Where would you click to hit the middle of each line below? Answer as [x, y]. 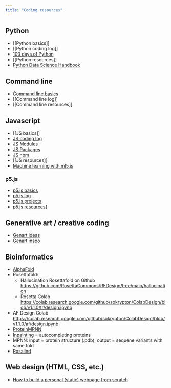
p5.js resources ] [30, 207]
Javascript [23, 121]
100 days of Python [33, 54]
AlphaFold [23, 269]
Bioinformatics [29, 257]
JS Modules [25, 144]
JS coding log [27, 139]
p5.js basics [25, 190]
